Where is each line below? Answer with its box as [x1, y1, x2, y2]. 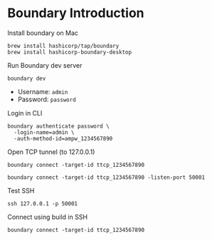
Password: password [17, 95, 76, 103]
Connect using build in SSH [7, 212, 88, 221]
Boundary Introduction [7, 5, 144, 21]
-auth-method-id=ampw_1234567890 [14, 135, 113, 142]
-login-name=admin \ [14, 128, 75, 136]
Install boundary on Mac [7, 29, 79, 37]
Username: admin [17, 87, 68, 96]
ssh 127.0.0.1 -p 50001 [7, 200, 78, 207]
